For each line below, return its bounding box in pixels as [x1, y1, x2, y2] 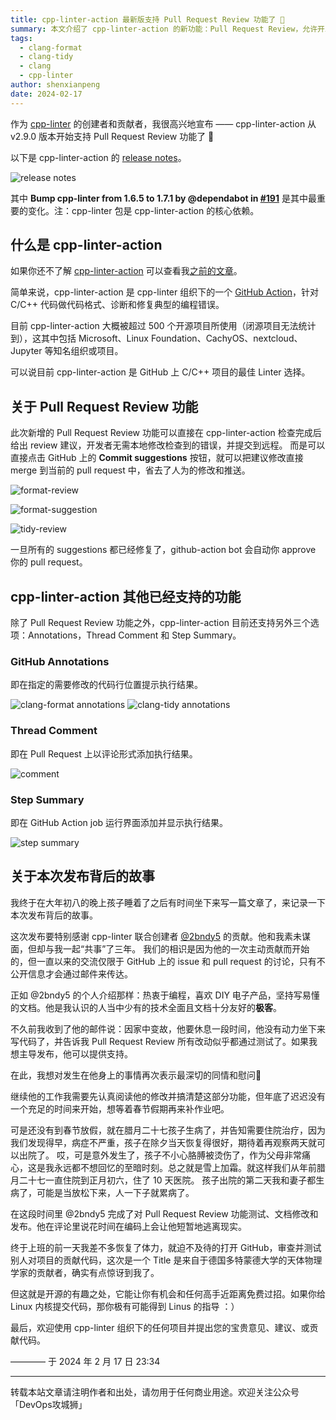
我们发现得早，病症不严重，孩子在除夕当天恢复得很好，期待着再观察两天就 [10, 1136, 317, 1148]
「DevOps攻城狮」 [10, 1398, 88, 1410]
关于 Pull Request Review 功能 [10, 398, 199, 415]
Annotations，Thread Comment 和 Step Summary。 [27, 629, 242, 641]
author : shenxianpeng [10, 80, 101, 90]
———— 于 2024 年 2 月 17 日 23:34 [10, 1355, 161, 1367]
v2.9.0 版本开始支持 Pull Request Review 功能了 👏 [10, 130, 215, 142]
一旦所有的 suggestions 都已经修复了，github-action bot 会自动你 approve [10, 544, 317, 556]
